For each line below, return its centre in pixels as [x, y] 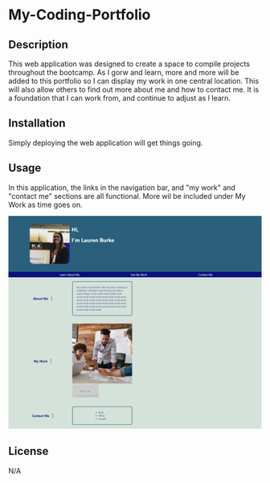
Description [38, 45]
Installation [37, 124]
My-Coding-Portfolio [80, 15]
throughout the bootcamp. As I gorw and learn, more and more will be [124, 72]
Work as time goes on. [45, 204]
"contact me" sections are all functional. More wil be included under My [127, 196]
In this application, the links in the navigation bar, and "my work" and [122, 188]
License [29, 451]
